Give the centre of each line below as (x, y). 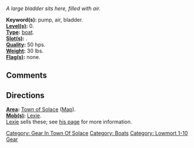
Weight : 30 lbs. (25, 51)
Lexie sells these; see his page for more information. (69, 122)
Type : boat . (20, 32)
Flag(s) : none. (23, 57)
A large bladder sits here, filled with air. (53, 8)
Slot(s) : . (17, 38)
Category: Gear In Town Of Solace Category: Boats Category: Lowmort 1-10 (97, 133)
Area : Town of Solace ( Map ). (41, 109)
